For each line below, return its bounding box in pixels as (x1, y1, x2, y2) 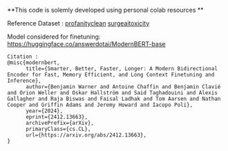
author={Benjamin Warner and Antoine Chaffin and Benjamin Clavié (25, 83, 221, 90)
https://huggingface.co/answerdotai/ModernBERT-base (7, 40, 166, 48)
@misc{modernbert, (7, 59, 60, 66)
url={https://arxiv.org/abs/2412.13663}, (25, 132, 147, 139)
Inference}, (7, 77, 41, 84)
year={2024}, (25, 108, 64, 114)
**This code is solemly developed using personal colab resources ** (7, 6, 204, 14)
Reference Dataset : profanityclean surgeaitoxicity (7, 19, 150, 27)
